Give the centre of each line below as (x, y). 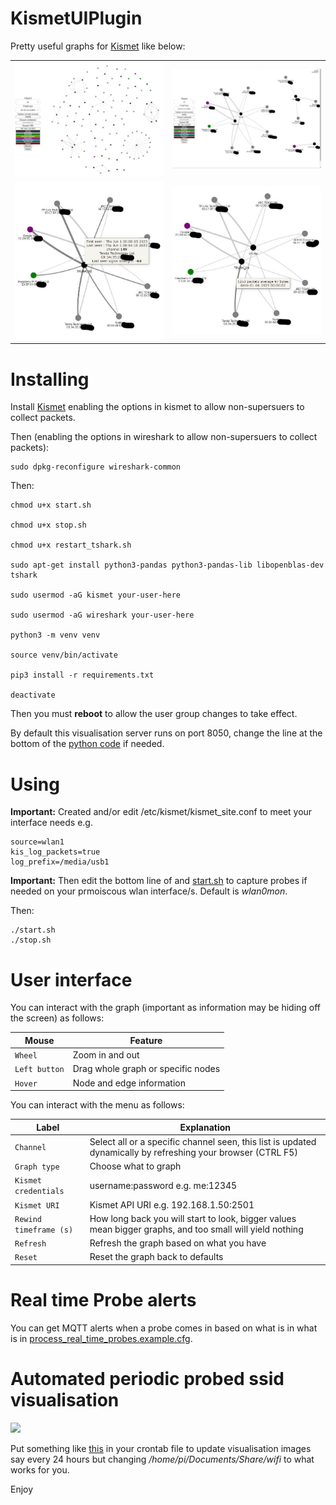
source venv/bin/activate (64, 655)
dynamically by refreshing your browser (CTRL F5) (193, 1152)
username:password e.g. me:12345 (163, 1185)
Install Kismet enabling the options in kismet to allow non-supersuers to (157, 407)
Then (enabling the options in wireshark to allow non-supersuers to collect (164, 437)
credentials (39, 1192)
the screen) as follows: (57, 1018)
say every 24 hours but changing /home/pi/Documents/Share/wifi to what (162, 1459)
